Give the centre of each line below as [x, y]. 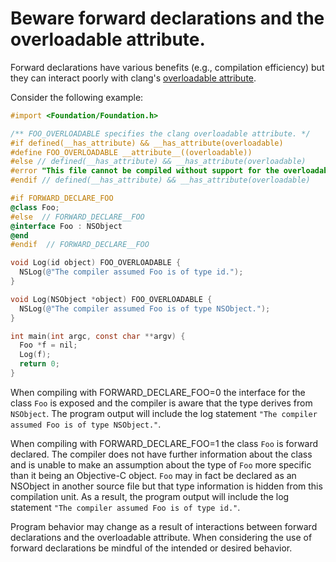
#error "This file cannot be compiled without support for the [145, 171]
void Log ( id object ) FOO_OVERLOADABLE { [96, 263]
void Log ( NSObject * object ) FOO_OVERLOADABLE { [111, 299]
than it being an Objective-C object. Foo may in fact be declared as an [153, 475]
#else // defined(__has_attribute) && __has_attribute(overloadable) [158, 162]
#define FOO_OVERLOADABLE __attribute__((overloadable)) [131, 152]
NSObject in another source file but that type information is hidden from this [166, 486]
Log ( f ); [35, 355]
